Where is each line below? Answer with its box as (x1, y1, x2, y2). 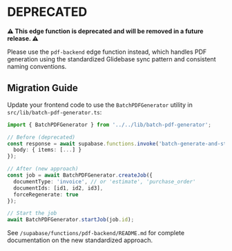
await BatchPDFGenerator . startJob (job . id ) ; (7, 217, 135, 223)
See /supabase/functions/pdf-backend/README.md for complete (7, 229, 185, 237)
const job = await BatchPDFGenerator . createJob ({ (7, 172, 153, 179)
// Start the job (7, 210, 57, 217)
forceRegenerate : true (13, 191, 79, 198)
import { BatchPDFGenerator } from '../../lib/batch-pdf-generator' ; (7, 121, 212, 128)
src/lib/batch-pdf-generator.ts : (7, 108, 102, 116)
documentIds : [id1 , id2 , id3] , (13, 184, 104, 192)
